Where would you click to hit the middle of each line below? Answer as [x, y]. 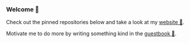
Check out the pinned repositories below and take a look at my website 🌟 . [95, 22]
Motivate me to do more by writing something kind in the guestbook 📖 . [91, 34]
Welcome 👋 [23, 9]
